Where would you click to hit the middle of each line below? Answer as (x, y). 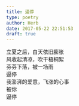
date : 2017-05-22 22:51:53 (40, 28)
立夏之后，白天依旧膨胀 (35, 52)
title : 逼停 (20, 12)
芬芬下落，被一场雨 (30, 67)
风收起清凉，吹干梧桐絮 (35, 59)
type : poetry (22, 17)
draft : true (21, 34)
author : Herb (22, 23)
